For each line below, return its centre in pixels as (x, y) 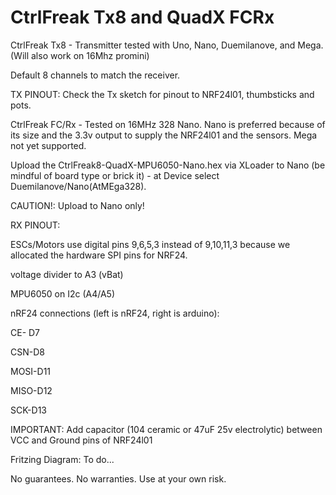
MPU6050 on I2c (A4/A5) (63, 293)
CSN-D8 (27, 352)
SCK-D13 (28, 410)
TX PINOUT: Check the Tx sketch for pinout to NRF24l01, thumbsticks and (162, 94)
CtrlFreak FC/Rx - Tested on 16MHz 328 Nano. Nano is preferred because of (168, 124)
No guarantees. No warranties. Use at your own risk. (118, 478)
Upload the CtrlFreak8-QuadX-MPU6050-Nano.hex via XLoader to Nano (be (168, 165)
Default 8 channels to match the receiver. (95, 75)
